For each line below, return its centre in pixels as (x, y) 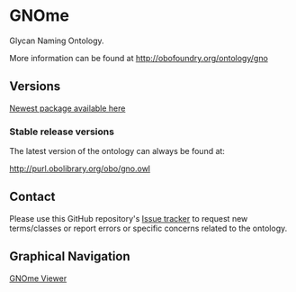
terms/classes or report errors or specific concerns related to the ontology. (148, 228)
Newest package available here (67, 108)
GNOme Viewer (38, 278)
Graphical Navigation (70, 256)
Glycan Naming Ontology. (57, 41)
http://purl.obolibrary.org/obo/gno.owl (80, 169)
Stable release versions (62, 132)
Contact (32, 197)
